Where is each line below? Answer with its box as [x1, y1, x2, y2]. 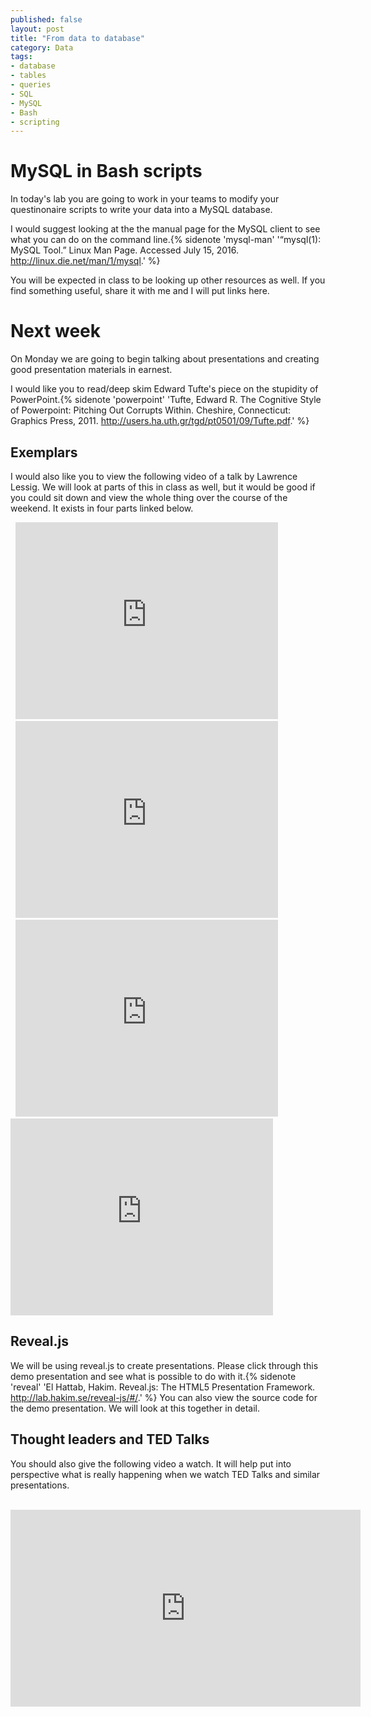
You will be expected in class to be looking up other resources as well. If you [10, 274, 326, 286]
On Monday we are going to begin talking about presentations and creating [10, 353, 320, 365]
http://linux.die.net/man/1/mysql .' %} [10, 255, 161, 267]
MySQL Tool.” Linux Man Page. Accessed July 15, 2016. [10, 244, 239, 256]
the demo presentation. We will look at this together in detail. [10, 1402, 260, 1414]
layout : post [10, 24, 65, 34]
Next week [10, 320, 102, 343]
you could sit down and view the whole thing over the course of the [10, 491, 288, 503]
